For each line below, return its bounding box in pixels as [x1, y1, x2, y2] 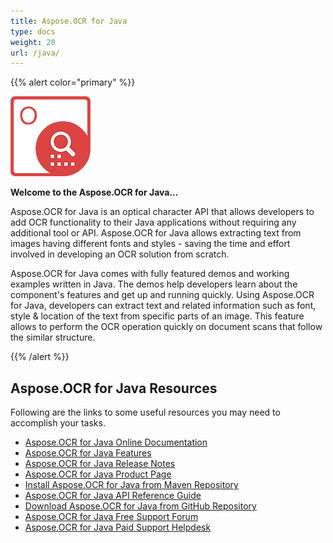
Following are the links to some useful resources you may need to [10, 406, 281, 419]
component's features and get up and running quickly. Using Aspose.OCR [10, 289, 315, 301]
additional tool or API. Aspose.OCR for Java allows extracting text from [10, 227, 302, 239]
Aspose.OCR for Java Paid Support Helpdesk [24, 521, 212, 534]
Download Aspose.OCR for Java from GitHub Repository [24, 500, 257, 512]
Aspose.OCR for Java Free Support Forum [24, 511, 199, 523]
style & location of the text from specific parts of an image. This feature [10, 310, 305, 322]
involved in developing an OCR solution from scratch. [10, 248, 230, 260]
